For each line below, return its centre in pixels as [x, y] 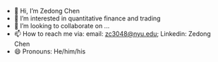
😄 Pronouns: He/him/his [50, 51]
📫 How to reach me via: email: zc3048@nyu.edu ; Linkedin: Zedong [113, 34]
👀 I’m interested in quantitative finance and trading [87, 18]
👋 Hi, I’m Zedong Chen [47, 11]
